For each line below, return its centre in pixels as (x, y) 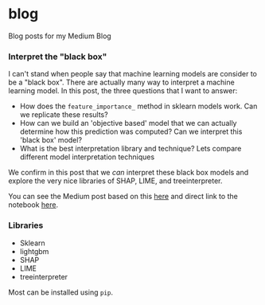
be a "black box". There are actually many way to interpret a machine (121, 82)
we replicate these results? (64, 115)
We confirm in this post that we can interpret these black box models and (129, 173)
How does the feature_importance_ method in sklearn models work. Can (138, 106)
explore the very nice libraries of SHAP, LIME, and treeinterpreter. (115, 181)
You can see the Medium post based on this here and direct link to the (123, 197)
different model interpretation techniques (87, 157)
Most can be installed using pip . (61, 292)
